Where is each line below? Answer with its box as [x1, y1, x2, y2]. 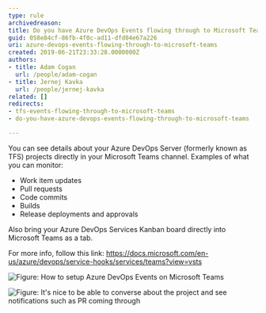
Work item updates [19, 175, 82, 185]
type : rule [8, 11, 44, 20]
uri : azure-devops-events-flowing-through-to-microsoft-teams [8, 41, 218, 49]
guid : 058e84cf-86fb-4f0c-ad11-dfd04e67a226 [8, 33, 158, 42]
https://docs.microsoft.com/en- [105, 248, 209, 258]
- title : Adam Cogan [8, 63, 77, 71]
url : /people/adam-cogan [15, 71, 97, 78]
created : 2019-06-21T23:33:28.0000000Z [8, 48, 140, 56]
